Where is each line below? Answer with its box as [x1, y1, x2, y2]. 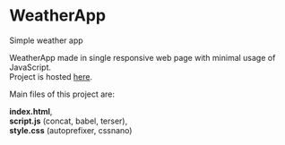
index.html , [9, 106, 53, 116]
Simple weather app [9, 35, 83, 46]
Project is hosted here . [9, 71, 93, 81]
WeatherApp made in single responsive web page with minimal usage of [9, 52, 276, 63]
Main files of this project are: [9, 89, 115, 99]
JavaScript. [9, 62, 52, 72]
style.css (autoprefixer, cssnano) [9, 124, 133, 135]
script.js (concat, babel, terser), [9, 115, 128, 126]
